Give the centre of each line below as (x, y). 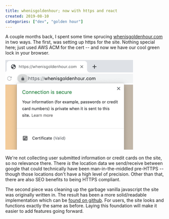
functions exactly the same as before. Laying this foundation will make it (81, 205)
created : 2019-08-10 (27, 16)
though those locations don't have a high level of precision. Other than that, (85, 174)
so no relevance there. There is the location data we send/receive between (84, 163)
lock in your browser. (27, 53)
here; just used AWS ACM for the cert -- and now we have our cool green (82, 47)
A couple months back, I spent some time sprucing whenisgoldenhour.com (84, 37)
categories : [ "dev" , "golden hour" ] (44, 21)
